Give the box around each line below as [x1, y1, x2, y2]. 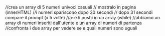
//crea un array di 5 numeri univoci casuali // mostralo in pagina [5, 4, 136, 10]
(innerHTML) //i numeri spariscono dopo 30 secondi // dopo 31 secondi [5, 9, 153, 15]
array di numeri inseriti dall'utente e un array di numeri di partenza [5, 20, 142, 26]
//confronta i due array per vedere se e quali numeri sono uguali [5, 25, 137, 31]
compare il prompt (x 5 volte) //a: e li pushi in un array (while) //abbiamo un [5, 15, 160, 20]
